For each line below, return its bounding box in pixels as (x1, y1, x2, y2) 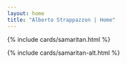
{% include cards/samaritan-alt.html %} (7, 49, 121, 57)
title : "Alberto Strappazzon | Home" (7, 16, 116, 23)
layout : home (7, 10, 45, 17)
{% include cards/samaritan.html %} (7, 35, 110, 43)
